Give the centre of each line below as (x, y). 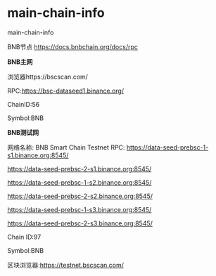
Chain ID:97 (24, 237)
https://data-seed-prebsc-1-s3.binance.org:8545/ (80, 209)
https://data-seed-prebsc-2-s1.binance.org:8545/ (80, 169)
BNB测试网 (23, 132)
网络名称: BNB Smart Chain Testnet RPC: (66, 147)
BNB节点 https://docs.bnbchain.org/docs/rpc (73, 46)
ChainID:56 (24, 104)
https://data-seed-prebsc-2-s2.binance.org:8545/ (80, 196)
